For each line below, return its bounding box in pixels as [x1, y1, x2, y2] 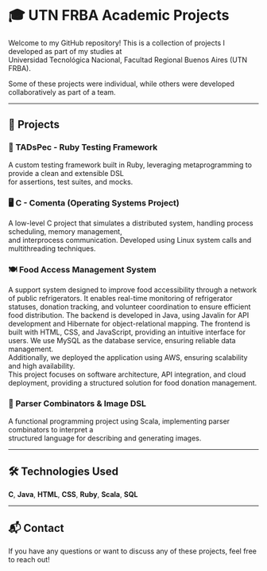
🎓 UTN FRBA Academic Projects [8, 6, 230, 25]
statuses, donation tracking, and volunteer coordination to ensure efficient [8, 302, 251, 311]
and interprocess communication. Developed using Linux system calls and [8, 235, 252, 244]
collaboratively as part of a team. [8, 87, 117, 96]
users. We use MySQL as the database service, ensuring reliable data [8, 336, 236, 346]
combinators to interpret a [8, 424, 94, 434]
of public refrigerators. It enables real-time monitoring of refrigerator [8, 294, 233, 303]
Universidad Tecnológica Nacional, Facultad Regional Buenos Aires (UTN [8, 55, 248, 65]
